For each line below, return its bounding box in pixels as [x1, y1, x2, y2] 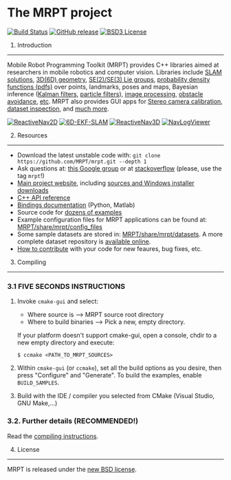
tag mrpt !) [16, 171, 45, 179]
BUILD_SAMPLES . [16, 378, 60, 386]
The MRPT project [7, 5, 112, 21]
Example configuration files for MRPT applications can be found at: [16, 215, 208, 223]
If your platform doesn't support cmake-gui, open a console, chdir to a [16, 331, 217, 340]
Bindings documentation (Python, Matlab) [16, 201, 135, 209]
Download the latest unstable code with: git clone [16, 151, 161, 159]
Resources [16, 131, 48, 139]
